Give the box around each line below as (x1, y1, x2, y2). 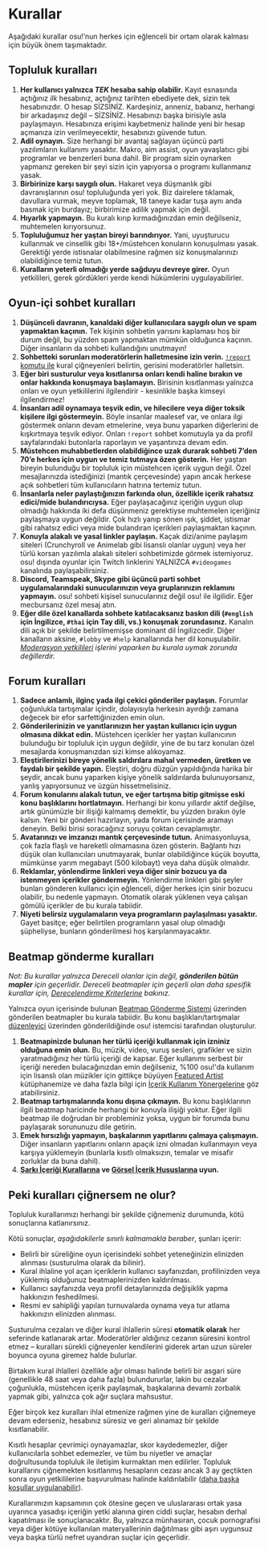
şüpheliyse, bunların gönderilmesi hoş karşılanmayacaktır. (19, 926, 212, 936)
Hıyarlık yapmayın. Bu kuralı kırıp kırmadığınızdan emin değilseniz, (19, 212, 242, 222)
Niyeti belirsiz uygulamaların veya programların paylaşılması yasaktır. (19, 909, 258, 919)
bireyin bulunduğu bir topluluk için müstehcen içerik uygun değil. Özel (19, 463, 251, 472)
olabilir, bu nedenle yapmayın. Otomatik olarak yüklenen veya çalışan (19, 892, 248, 902)
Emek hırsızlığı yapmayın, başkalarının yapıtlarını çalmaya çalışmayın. (19, 1131, 259, 1140)
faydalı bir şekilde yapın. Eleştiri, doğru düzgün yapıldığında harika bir (19, 764, 254, 773)
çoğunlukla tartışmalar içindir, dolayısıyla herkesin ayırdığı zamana (19, 704, 239, 714)
